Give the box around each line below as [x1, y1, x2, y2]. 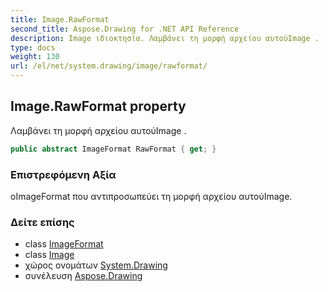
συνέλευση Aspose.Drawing [24, 270, 143, 282]
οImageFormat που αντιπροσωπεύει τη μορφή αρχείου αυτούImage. [10, 190, 293, 202]
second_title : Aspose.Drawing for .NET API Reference [10, 24, 240, 34]
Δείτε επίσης [10, 215, 75, 229]
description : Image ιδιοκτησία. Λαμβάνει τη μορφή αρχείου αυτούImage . [10, 33, 320, 43]
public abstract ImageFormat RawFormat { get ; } [10, 144, 217, 154]
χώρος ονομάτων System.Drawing [24, 259, 168, 271]
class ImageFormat [24, 238, 104, 250]
